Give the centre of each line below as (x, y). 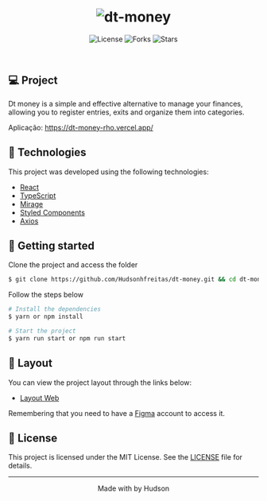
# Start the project (43, 331)
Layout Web (39, 398)
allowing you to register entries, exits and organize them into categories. (126, 112)
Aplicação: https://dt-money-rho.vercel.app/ (81, 127)
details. (20, 466)
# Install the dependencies (55, 309)
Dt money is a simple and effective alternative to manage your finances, (126, 103)
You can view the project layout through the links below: (100, 383)
